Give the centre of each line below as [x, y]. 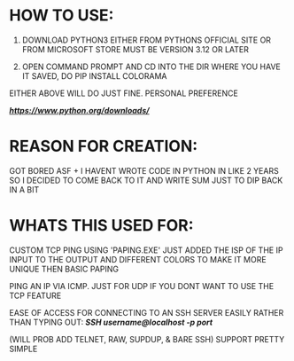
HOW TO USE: [62, 16]
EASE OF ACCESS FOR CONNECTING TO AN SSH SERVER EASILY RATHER [147, 312]
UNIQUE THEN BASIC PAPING [64, 269]
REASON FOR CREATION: [104, 146]
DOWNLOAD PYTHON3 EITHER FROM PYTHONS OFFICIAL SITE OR [147, 40]
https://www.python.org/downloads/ [79, 110]
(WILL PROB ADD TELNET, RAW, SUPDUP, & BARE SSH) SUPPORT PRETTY [147, 339]
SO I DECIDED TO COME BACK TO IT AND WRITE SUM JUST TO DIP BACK [146, 180]
